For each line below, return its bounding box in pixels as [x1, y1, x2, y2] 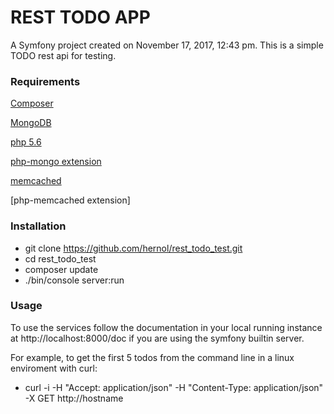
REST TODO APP [10, 6, 151, 29]
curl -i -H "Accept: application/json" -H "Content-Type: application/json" [24, 381, 324, 393]
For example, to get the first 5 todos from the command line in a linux [10, 351, 295, 363]
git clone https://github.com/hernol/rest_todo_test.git [24, 242, 243, 254]
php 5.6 [10, 136, 42, 148]
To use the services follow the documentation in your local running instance [10, 321, 323, 333]
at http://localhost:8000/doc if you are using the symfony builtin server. [10, 332, 305, 344]
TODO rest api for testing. [10, 49, 117, 61]
